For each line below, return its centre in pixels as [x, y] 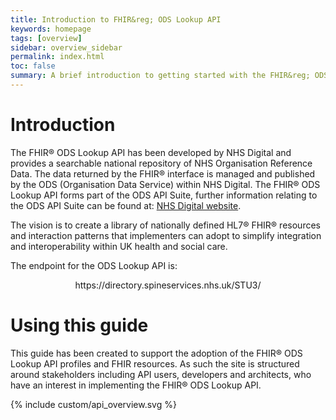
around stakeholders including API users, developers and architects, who [161, 374]
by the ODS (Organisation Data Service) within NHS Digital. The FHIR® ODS [165, 184]
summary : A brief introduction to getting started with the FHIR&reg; [160, 76]
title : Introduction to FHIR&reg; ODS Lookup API [116, 19]
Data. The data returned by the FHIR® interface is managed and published [163, 173]
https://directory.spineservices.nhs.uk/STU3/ [168, 285]
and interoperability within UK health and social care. [119, 246]
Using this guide [79, 325]
